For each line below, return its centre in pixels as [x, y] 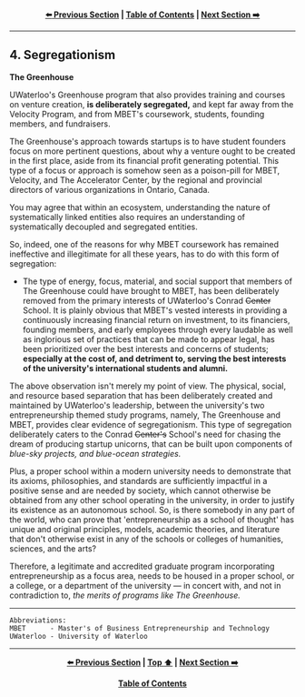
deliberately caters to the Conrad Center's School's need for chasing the [145, 434]
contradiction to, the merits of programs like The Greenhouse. [125, 595]
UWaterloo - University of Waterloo [79, 636]
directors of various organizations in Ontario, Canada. [110, 189]
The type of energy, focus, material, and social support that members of [157, 281]
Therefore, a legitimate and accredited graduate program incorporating [142, 566]
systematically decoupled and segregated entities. [103, 227]
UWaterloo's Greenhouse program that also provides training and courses [148, 95]
